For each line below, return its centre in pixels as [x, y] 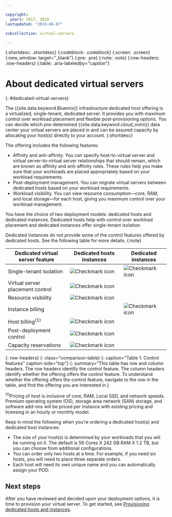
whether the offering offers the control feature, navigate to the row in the [82, 380]
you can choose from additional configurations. [63, 448]
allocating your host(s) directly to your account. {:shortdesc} [69, 135]
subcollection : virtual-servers [40, 33]
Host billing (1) [25, 322]
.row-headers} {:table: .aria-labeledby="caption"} [58, 63]
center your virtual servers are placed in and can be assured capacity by [82, 130]
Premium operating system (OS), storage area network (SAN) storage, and [84, 401]
